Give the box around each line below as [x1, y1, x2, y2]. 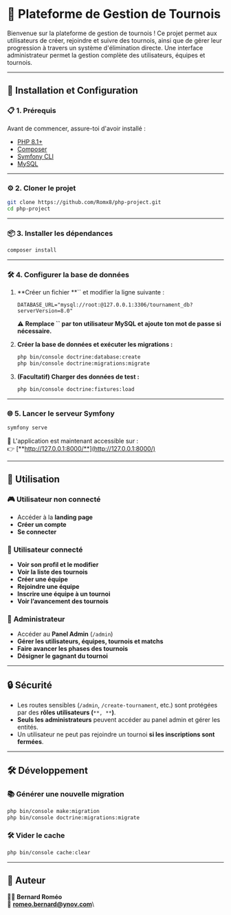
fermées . [16, 738, 44, 746]
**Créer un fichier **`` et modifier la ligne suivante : [16, 288, 165, 296]
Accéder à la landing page [16, 513, 93, 521]
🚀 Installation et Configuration [7, 85, 139, 97]
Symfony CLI [16, 152, 54, 161]
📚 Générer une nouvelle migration [7, 790, 124, 799]
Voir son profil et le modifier [16, 560, 99, 568]
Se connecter [16, 527, 57, 536]
